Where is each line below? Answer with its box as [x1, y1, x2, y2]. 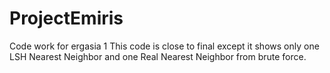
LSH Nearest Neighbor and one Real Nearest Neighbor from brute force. [9, 50, 307, 62]
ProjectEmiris [9, 7, 124, 30]
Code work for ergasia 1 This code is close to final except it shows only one [9, 40, 320, 52]
